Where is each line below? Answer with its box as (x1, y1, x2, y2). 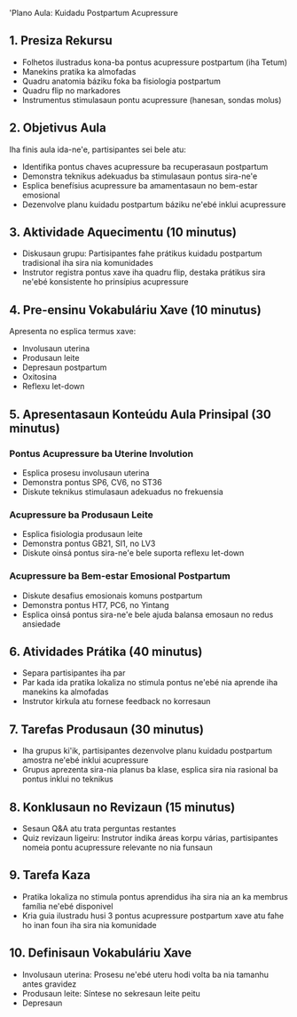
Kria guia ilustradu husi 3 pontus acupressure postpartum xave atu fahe (21, 910, 285, 921)
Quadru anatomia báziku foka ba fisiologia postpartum (21, 76, 222, 86)
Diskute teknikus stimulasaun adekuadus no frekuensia (21, 486, 223, 497)
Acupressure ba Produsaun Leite (9, 508, 153, 521)
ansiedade (21, 618, 61, 629)
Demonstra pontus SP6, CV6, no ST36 (21, 476, 162, 487)
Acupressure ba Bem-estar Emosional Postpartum (9, 570, 231, 582)
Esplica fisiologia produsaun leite (21, 529, 144, 540)
